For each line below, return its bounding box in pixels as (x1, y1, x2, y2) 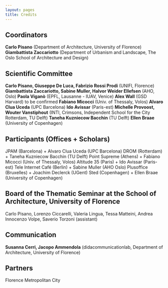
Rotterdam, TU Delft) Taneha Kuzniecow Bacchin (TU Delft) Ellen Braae (5, 115, 154, 121)
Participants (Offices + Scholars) (5, 134, 110, 143)
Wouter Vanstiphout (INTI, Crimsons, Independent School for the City (5, 109, 150, 116)
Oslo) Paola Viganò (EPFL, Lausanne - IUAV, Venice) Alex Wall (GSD (5, 94, 147, 100)
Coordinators (5, 31, 48, 39)
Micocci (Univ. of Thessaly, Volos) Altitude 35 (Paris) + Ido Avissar (5, 159, 142, 165)
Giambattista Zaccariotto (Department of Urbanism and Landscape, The (5, 49, 156, 55)
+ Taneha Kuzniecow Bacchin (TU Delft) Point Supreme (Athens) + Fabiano (5, 153, 160, 159)
